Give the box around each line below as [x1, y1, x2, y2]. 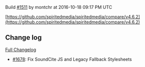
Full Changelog [5, 47, 36, 53]
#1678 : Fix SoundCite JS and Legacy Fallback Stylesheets [12, 56, 132, 62]
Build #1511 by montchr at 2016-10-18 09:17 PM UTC [5, 4, 112, 10]
